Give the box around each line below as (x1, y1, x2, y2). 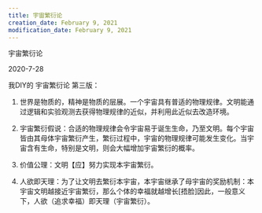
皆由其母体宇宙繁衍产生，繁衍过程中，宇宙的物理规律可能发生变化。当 (19, 134, 248, 143)
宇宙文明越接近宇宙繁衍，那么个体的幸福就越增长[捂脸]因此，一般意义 (19, 186, 246, 196)
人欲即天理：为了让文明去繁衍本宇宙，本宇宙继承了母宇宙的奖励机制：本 (19, 177, 254, 186)
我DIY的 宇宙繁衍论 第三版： (8, 80, 100, 90)
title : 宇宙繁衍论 (8, 11, 63, 20)
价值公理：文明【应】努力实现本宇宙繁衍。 (19, 160, 158, 170)
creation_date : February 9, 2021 (8, 19, 118, 27)
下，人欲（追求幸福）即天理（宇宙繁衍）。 (19, 196, 155, 206)
